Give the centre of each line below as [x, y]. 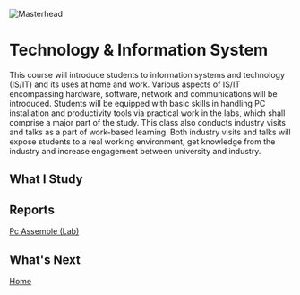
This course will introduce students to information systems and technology [147, 74]
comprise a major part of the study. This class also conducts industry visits [148, 122]
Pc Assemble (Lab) [44, 231]
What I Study [46, 179]
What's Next [45, 260]
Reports [32, 209]
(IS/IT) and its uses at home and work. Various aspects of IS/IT [124, 84]
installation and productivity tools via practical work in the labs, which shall [147, 113]
